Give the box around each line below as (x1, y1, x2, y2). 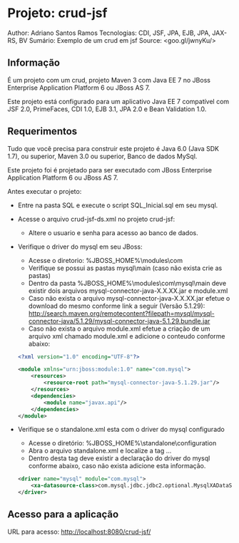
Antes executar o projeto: (7, 187, 82, 195)
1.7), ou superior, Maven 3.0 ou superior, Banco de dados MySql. (7, 152, 198, 160)
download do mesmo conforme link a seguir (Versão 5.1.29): (28, 301, 205, 310)
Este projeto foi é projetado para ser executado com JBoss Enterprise (7, 165, 213, 174)
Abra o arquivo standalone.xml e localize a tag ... (28, 447, 172, 455)
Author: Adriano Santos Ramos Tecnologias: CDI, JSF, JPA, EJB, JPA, (7, 29, 211, 37)
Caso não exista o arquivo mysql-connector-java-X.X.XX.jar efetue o (28, 294, 230, 302)
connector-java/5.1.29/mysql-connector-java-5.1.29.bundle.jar (28, 316, 210, 325)
